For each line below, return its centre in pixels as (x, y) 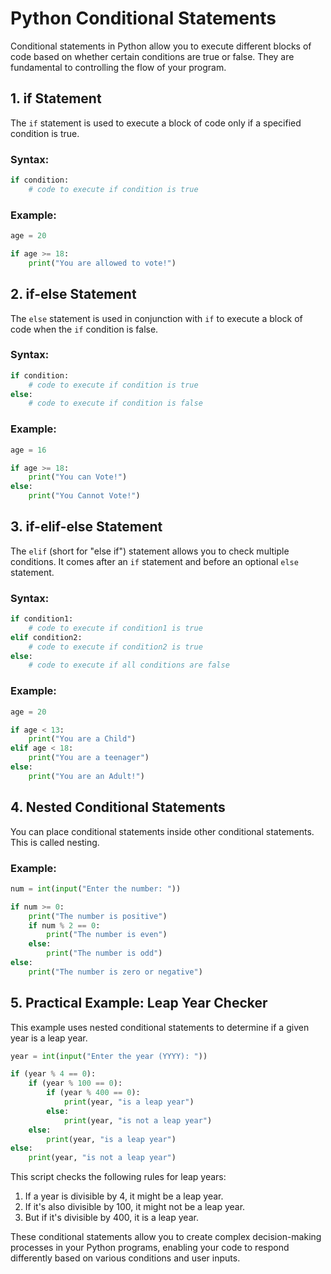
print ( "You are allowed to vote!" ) (102, 263)
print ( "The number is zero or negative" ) (115, 972)
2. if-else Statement (73, 294)
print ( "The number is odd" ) (104, 953)
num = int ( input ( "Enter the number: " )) (96, 888)
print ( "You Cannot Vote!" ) (84, 496)
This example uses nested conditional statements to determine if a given (160, 1027)
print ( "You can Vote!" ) (78, 477)
